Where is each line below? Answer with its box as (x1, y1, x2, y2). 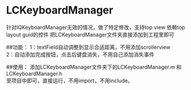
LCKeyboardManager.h (6, 70, 63, 77)
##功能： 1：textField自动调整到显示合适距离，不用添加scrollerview (6, 44, 170, 51)
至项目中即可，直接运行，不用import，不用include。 (6, 77, 133, 84)
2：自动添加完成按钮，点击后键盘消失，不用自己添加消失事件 (6, 51, 155, 58)
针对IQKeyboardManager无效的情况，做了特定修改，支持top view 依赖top (6, 24, 185, 31)
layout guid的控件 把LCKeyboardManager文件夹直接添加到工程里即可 (6, 31, 174, 38)
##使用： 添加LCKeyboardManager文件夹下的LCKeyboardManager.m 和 (6, 63, 182, 71)
